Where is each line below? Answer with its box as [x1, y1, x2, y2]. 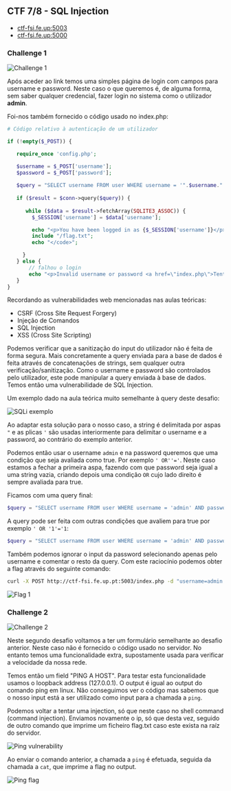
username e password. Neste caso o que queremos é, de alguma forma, [7, 85, 212, 93]
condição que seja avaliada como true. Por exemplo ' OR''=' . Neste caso [7, 456, 216, 465]
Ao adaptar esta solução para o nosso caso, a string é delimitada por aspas [7, 421, 221, 429]
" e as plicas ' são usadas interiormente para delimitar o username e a [7, 428, 207, 436]
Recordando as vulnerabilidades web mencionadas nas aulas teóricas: [7, 296, 207, 304]
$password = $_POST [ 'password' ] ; [16, 169, 112, 176]
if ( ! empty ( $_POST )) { [7, 137, 72, 145]
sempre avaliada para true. [7, 478, 83, 487]
